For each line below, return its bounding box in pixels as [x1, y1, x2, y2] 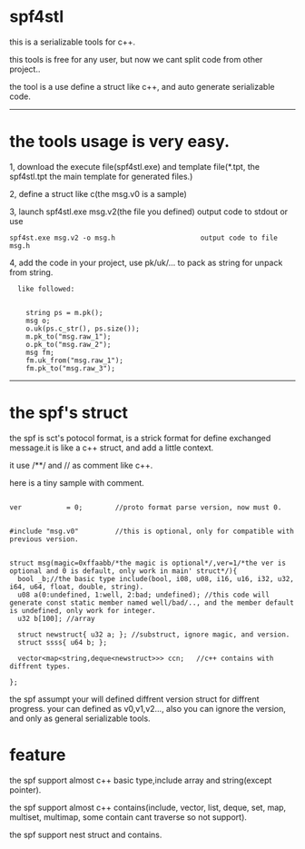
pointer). [9, 784, 42, 795]
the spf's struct [9, 402, 129, 423]
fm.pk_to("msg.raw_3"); [25, 363, 116, 373]
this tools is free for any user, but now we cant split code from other [9, 54, 263, 64]
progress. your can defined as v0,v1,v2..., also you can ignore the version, [9, 703, 286, 714]
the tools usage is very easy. [9, 132, 230, 152]
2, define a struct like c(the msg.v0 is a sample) [9, 188, 188, 199]
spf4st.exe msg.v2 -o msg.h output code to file [9, 233, 279, 242]
